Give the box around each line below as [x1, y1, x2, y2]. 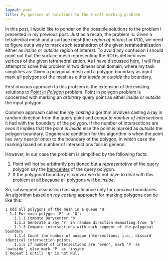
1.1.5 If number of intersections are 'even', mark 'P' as [14, 242, 140, 247]
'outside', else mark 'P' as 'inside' [5, 246, 86, 251]
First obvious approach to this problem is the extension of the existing [5, 83, 149, 89]
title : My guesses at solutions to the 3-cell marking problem [5, 12, 140, 17]
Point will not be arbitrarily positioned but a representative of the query [12, 161, 159, 167]
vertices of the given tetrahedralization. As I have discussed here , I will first [5, 58, 160, 64]
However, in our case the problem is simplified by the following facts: [5, 151, 148, 157]
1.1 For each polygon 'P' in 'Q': [10, 211, 82, 216]
